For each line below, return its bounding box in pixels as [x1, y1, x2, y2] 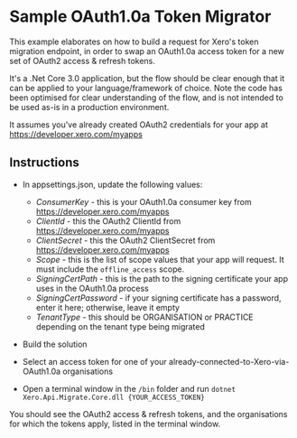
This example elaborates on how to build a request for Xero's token [9, 36, 259, 47]
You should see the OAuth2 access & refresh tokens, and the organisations [9, 408, 288, 419]
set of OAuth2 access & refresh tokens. [9, 55, 156, 66]
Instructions [9, 155, 79, 171]
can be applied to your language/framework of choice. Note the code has [9, 82, 283, 93]
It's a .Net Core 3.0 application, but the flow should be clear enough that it [9, 72, 285, 83]
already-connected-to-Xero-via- [168, 356, 290, 367]
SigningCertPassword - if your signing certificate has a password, [35, 292, 282, 303]
